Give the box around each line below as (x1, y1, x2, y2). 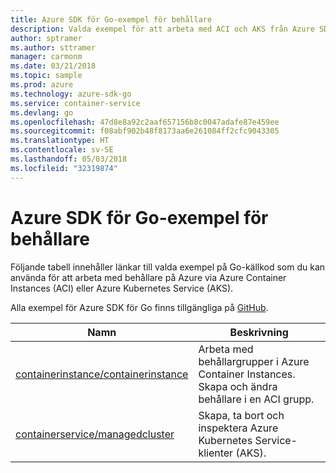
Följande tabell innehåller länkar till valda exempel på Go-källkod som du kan (10, 261, 326, 273)
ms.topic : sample (10, 71, 83, 81)
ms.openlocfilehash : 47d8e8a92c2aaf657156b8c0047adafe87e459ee (10, 117, 280, 127)
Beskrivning (229, 325, 289, 339)
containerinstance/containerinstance (15, 367, 189, 381)
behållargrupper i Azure (198, 354, 310, 368)
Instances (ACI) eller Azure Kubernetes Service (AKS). (10, 282, 234, 294)
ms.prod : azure (10, 80, 74, 90)
